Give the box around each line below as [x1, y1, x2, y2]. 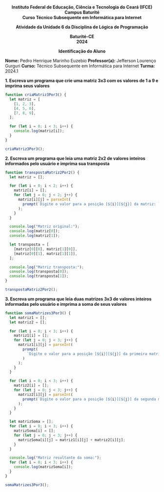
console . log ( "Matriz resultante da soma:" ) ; [9, 455, 102, 460]
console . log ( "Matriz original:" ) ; [9, 224, 80, 229]
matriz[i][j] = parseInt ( [18, 197, 71, 202]
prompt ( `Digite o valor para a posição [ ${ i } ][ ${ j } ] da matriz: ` [22, 201, 161, 206]
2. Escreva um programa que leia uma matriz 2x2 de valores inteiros [5, 155, 145, 161]
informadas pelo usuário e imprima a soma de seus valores [5, 301, 127, 307]
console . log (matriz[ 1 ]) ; [9, 233, 60, 238]
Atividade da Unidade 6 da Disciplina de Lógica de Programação [16, 24, 148, 30]
